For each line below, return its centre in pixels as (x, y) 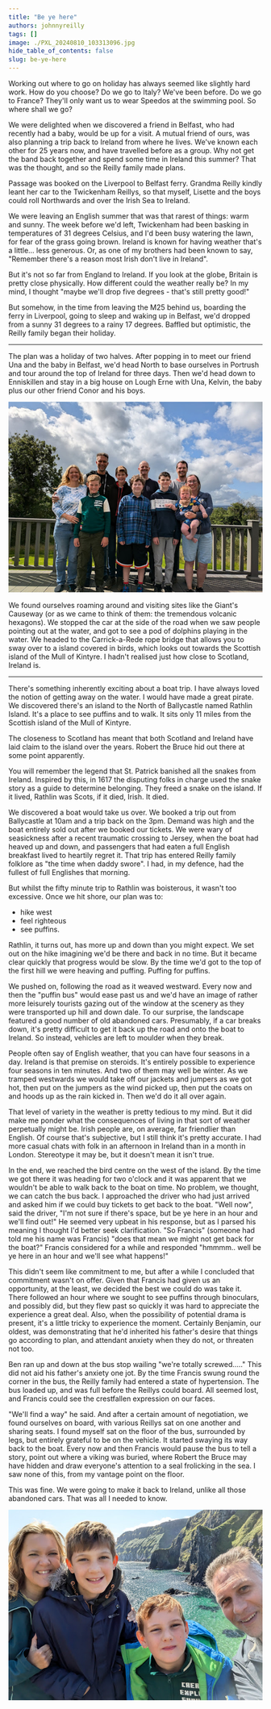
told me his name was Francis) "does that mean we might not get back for (131, 1239)
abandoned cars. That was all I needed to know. (88, 1499)
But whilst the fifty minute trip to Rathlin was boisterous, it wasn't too (123, 888)
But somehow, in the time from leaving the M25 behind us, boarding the (127, 307)
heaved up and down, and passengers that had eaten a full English (119, 846)
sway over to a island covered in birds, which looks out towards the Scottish (135, 648)
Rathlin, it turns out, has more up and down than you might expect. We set (131, 945)
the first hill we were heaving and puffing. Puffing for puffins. (110, 971)
